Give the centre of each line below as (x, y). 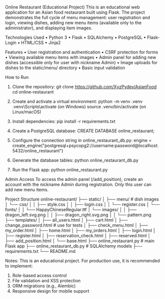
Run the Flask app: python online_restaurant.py (60, 170)
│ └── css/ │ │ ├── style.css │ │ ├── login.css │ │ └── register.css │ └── (82, 204)
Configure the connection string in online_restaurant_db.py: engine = (82, 140)
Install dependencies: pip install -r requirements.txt (64, 121)
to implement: (19, 266)
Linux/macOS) (27, 112)
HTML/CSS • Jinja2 (41, 43)
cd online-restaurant (33, 92)
